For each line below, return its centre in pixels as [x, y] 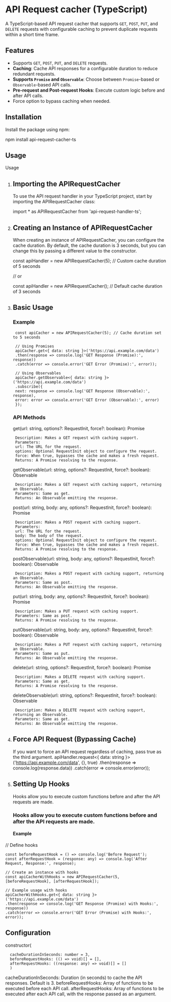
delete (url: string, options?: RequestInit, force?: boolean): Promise [82, 667]
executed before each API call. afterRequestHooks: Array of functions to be [85, 988]
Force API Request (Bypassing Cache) [74, 739]
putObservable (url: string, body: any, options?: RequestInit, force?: [83, 630]
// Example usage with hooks [36, 890]
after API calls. [28, 95]
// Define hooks [22, 845]
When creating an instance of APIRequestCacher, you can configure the [88, 240]
